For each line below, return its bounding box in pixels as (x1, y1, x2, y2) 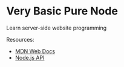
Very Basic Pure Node (6, 4, 118, 18)
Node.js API (15, 54, 45, 61)
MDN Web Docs (15, 47, 56, 55)
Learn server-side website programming (6, 24, 107, 31)
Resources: (6, 36, 34, 43)
